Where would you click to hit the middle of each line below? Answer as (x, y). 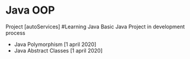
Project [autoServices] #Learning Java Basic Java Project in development (95, 27)
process (15, 32)
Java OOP (30, 10)
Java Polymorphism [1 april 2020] (55, 44)
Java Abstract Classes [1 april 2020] (58, 50)
